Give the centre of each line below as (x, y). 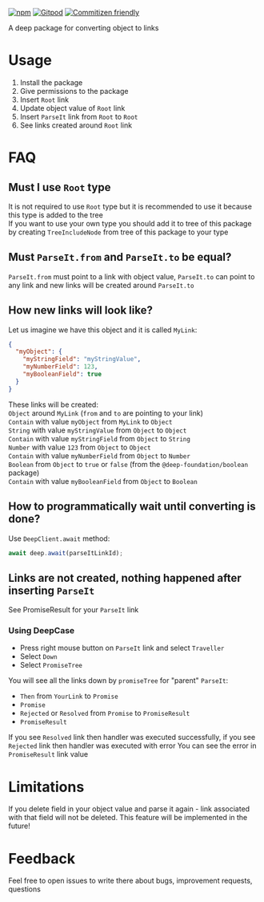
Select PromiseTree (51, 665)
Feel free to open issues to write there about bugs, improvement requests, (130, 881)
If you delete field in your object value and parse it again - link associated (129, 809)
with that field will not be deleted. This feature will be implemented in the (128, 818)
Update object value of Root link (72, 108)
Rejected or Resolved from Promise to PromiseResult (105, 713)
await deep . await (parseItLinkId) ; (66, 553)
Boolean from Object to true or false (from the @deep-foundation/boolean (128, 464)
